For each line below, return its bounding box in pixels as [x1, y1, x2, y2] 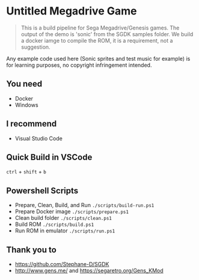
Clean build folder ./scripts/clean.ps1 [14, 214, 112, 222]
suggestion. [20, 43, 51, 51]
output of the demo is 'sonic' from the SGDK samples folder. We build [20, 30, 194, 37]
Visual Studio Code [14, 134, 63, 142]
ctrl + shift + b [6, 168, 46, 175]
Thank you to [6, 244, 57, 255]
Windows [14, 101, 38, 108]
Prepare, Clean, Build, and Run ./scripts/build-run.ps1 [14, 202, 155, 209]
